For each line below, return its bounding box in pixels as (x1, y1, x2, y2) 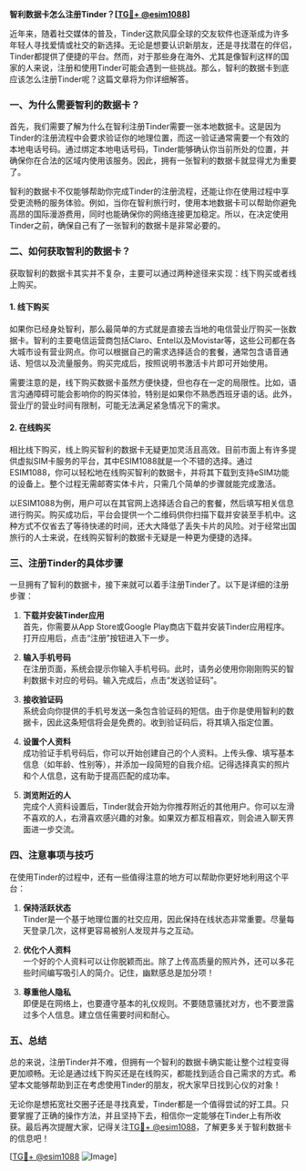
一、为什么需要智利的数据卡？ (9, 98, 141, 111)
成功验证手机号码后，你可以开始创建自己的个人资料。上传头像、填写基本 (22, 748, 294, 759)
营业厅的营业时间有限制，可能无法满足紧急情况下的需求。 (9, 400, 225, 411)
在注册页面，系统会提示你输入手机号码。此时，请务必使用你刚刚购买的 (22, 664, 287, 675)
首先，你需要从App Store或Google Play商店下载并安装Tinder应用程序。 (22, 621, 290, 632)
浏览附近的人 (22, 789, 71, 800)
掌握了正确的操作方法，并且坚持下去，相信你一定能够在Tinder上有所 (16, 1110, 273, 1121)
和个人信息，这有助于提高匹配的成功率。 (22, 770, 175, 781)
